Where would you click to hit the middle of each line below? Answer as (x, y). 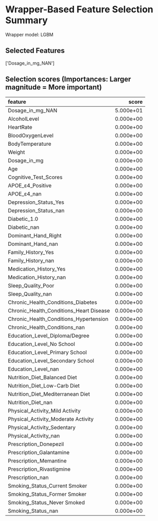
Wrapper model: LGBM (29, 34)
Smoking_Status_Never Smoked (46, 503)
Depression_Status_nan (36, 210)
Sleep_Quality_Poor (31, 285)
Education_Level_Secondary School (51, 360)
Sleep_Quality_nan (30, 294)
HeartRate (20, 127)
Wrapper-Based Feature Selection (80, 9)
